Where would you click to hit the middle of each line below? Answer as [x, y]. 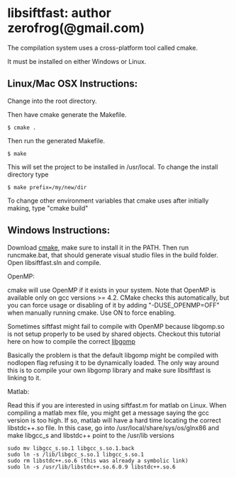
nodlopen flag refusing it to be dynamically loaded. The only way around [113, 362]
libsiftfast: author [60, 13]
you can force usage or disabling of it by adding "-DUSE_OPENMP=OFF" [113, 305]
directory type [28, 174]
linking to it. [24, 378]
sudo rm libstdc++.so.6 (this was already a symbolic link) [98, 461]
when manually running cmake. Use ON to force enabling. [91, 313]
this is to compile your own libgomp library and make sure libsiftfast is [109, 370]
